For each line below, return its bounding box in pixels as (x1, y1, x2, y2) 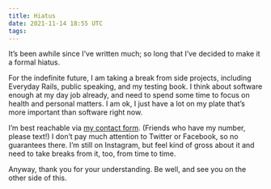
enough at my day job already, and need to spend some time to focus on (8, 90, 250, 100)
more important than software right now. (8, 107, 143, 117)
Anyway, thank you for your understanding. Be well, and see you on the (8, 165, 247, 174)
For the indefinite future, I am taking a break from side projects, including (8, 73, 252, 83)
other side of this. (8, 173, 67, 183)
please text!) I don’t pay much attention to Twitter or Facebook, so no (8, 132, 239, 141)
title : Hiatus (8, 11, 57, 20)
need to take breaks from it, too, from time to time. (8, 149, 176, 158)
